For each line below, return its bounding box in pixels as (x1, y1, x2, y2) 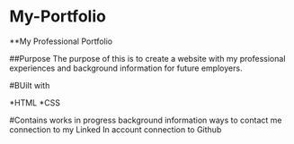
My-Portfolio (9, 6, 106, 27)
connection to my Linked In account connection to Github (9, 123, 222, 135)
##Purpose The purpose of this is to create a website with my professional (9, 53, 286, 64)
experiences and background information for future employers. (9, 63, 243, 73)
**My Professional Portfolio (9, 36, 113, 47)
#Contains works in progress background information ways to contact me (9, 114, 282, 125)
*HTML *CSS (9, 97, 61, 108)
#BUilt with (9, 80, 50, 90)
